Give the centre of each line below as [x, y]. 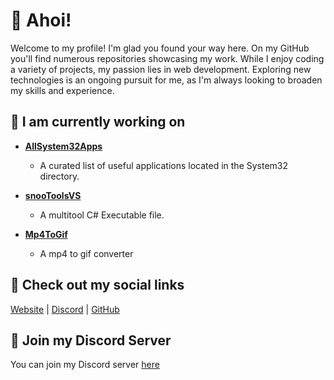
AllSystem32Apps [63, 146]
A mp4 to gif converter [86, 253]
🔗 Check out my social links [97, 285]
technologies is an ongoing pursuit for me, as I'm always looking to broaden [166, 80]
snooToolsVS [53, 195]
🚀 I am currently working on [98, 122]
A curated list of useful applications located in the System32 [164, 165]
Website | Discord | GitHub [65, 309]
